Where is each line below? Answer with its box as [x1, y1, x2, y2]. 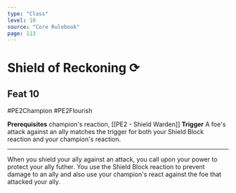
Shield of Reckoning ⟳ [7, 60, 140, 76]
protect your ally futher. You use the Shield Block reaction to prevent [7, 163, 205, 171]
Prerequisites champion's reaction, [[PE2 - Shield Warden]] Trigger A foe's [7, 120, 226, 128]
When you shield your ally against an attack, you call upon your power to [7, 155, 218, 164]
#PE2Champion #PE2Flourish [7, 107, 93, 115]
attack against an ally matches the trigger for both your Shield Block [7, 128, 204, 136]
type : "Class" [7, 10, 49, 18]
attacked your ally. [7, 178, 61, 186]
